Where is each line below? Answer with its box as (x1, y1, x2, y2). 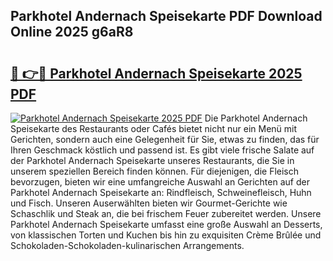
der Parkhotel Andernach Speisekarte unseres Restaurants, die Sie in (10, 155, 295, 166)
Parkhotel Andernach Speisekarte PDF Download (10, 8, 323, 25)
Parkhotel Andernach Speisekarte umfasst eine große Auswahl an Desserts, (10, 219, 323, 230)
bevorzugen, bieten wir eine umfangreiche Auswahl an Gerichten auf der (10, 176, 310, 188)
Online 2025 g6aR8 (10, 24, 134, 41)
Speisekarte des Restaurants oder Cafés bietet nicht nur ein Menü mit (10, 123, 298, 134)
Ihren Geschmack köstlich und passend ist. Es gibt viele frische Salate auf (10, 144, 315, 156)
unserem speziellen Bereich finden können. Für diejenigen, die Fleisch (10, 165, 300, 177)
